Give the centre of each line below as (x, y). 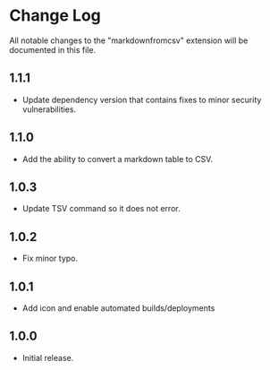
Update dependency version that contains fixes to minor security (142, 99)
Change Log (55, 16)
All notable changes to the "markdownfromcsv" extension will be (129, 40)
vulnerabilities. (49, 109)
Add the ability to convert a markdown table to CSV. (117, 159)
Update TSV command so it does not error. (101, 209)
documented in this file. (53, 49)
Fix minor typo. (50, 258)
